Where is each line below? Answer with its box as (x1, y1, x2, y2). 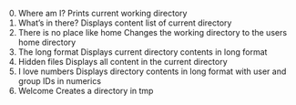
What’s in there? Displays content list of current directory (17, 17, 232, 28)
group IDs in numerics (17, 76, 102, 86)
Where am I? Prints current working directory (17, 8, 188, 18)
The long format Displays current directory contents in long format (17, 47, 268, 58)
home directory (17, 37, 77, 47)
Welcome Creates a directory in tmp (17, 86, 154, 96)
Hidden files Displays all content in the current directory (17, 57, 228, 67)
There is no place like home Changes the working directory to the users (17, 27, 288, 37)
